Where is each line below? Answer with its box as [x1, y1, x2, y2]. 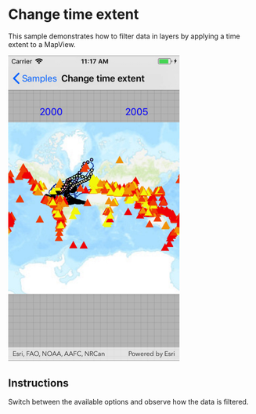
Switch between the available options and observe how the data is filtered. [8, 398, 249, 407]
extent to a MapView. [8, 39, 76, 49]
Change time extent [8, 5, 139, 24]
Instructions [8, 376, 69, 390]
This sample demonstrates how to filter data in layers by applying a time [8, 31, 240, 41]
